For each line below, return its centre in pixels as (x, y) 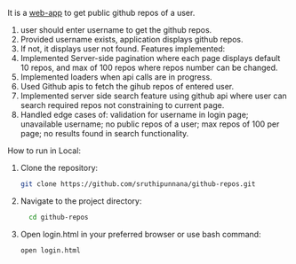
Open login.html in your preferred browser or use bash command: (141, 234)
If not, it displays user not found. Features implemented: (123, 49)
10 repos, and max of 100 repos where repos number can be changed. (149, 67)
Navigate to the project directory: (81, 201)
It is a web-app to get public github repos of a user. (101, 13)
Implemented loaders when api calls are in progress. (116, 77)
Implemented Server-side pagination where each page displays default (150, 58)
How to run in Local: (44, 151)
